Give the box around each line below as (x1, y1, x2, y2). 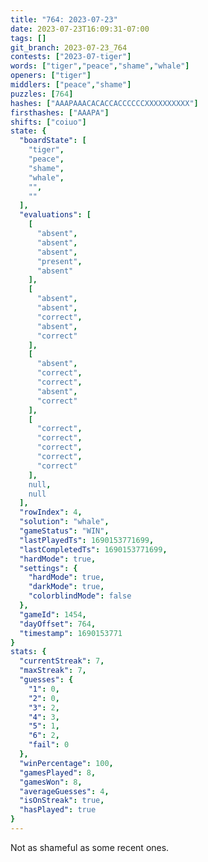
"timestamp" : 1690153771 (19, 628, 123, 638)
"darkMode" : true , (28, 582, 105, 592)
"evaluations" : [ (19, 210, 92, 220)
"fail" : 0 (28, 740, 70, 750)
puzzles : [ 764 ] (10, 89, 74, 99)
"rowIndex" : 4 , (19, 507, 83, 518)
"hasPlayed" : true (19, 805, 97, 815)
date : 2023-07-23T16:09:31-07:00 (10, 24, 150, 34)
